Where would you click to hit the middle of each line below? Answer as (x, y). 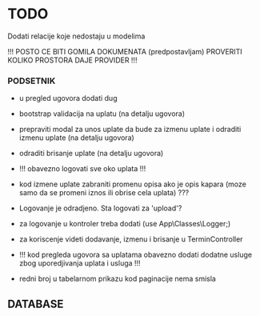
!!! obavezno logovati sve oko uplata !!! (82, 169)
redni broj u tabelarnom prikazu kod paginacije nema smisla (118, 279)
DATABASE (36, 304)
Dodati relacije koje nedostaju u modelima (76, 36)
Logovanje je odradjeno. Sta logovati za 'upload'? (100, 208)
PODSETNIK (32, 81)
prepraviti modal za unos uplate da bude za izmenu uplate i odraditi (130, 130)
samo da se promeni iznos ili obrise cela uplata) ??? (104, 193)
